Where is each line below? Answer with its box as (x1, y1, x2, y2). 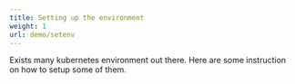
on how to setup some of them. (9, 64, 127, 75)
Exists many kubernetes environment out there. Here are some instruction (9, 55, 287, 66)
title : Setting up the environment (9, 13, 145, 23)
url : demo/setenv (9, 30, 76, 39)
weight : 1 (9, 22, 47, 31)
